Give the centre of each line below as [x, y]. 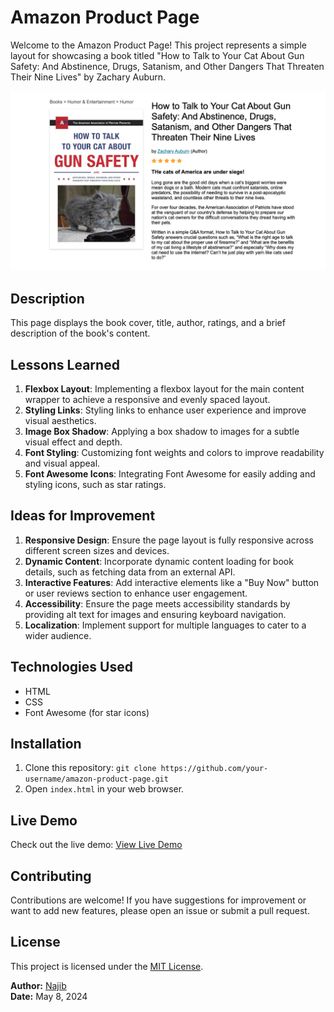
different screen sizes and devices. [97, 550]
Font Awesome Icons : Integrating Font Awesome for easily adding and [170, 474]
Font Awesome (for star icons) [87, 712]
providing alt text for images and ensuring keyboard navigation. [155, 614]
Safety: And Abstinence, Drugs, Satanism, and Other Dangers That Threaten [167, 66]
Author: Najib [38, 985]
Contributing [51, 876]
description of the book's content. [80, 333]
